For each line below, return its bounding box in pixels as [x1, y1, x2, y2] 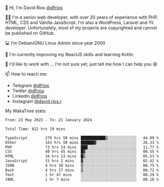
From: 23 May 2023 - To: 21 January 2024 [5, 118, 92, 123]
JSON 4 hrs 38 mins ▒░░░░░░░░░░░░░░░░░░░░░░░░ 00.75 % [5, 163, 159, 168]
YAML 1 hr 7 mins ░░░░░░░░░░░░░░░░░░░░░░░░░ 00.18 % [5, 177, 159, 182]
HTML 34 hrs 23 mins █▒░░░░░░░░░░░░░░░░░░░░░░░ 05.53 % [5, 154, 159, 159]
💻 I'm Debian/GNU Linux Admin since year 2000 [5, 40, 105, 46]
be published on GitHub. [5, 30, 55, 36]
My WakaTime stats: [5, 108, 47, 114]
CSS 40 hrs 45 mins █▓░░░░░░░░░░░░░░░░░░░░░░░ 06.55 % [5, 149, 159, 154]
